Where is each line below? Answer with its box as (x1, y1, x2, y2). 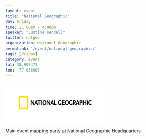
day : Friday (5, 19, 31, 24)
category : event (5, 57, 40, 62)
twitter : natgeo (5, 35, 40, 40)
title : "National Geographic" (5, 13, 70, 19)
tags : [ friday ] (5, 51, 38, 56)
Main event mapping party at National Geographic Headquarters (5, 128, 141, 134)
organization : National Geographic (5, 41, 81, 46)
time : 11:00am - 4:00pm (5, 25, 56, 30)
